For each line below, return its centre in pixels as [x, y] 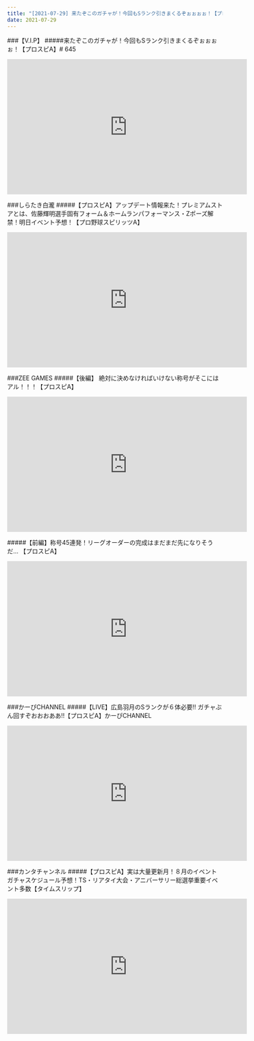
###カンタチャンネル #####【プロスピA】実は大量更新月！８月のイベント [112, 871]
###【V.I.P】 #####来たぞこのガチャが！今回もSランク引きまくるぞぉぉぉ [112, 40]
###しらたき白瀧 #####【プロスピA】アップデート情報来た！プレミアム [109, 205]
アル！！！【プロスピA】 [42, 386]
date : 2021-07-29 [32, 20]
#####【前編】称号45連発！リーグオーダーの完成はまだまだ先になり [104, 542]
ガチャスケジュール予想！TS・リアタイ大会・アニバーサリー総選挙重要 [107, 880]
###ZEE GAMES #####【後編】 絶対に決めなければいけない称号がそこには [113, 378]
